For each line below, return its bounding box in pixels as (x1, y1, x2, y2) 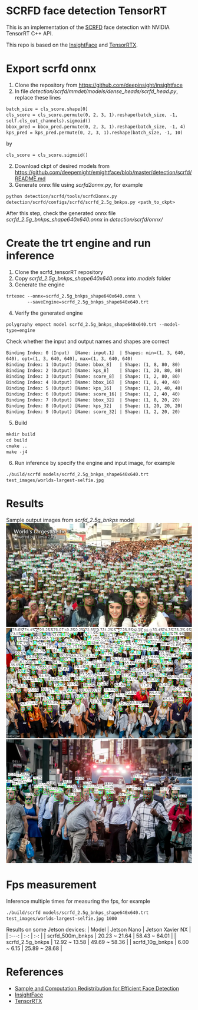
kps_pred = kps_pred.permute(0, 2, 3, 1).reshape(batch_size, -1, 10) (6, 130, 183, 136)
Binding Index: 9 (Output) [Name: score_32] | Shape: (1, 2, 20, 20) (6, 408, 181, 415)
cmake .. (6, 443, 28, 449)
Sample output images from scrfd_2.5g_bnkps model (6, 516, 135, 523)
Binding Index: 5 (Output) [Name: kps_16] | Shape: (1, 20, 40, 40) (6, 385, 183, 391)
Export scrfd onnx (6, 62, 97, 75)
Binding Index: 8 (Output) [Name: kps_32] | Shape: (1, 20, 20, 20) (6, 402, 183, 409)
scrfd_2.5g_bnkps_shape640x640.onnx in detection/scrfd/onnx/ (6, 216, 163, 223)
